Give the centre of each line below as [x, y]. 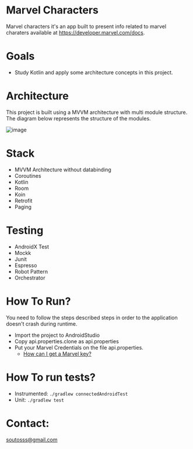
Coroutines [28, 175]
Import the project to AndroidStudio [57, 335]
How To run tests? [51, 377]
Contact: [28, 423]
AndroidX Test [32, 247]
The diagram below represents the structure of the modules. [78, 118]
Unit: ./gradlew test [39, 400]
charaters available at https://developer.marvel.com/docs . [76, 32]
